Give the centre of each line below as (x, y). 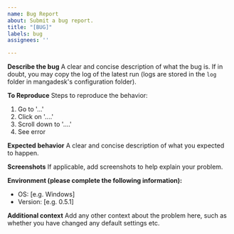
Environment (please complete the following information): (95, 181)
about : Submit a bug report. (50, 21)
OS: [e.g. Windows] (46, 194)
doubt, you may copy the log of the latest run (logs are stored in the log (112, 74)
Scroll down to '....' (45, 124)
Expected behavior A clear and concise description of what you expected (116, 145)
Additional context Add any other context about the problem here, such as (117, 216)
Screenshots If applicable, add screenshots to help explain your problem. (115, 167)
